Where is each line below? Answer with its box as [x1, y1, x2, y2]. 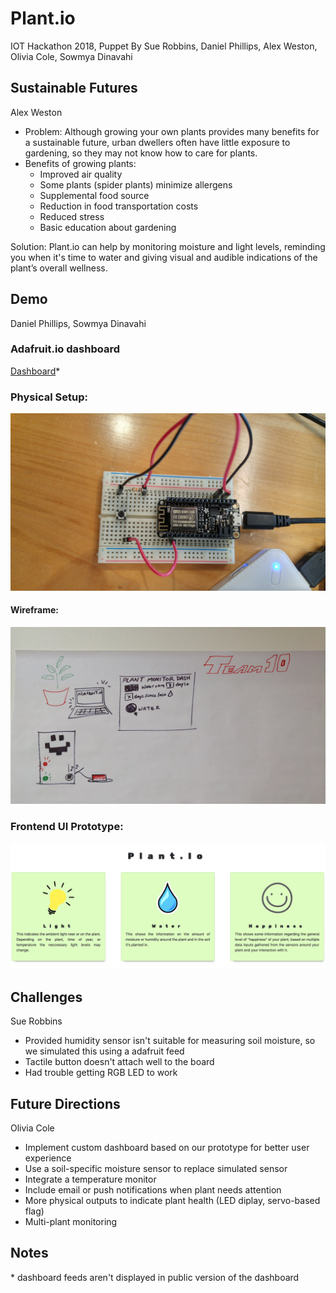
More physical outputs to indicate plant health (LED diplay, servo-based [24, 1195, 321, 1207]
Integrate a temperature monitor [24, 1173, 157, 1186]
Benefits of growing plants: [24, 157, 137, 169]
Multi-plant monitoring [24, 1216, 118, 1228]
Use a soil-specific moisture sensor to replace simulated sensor [24, 1163, 288, 1175]
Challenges [10, 988, 83, 1006]
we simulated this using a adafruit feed [24, 1045, 185, 1057]
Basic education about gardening [39, 221, 177, 233]
